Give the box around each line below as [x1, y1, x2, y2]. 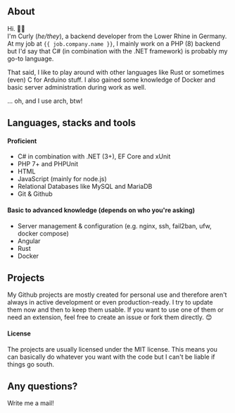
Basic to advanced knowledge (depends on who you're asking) [7, 206, 196, 214]
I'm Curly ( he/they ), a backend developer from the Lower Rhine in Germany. [7, 32, 227, 40]
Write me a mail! [7, 399, 54, 407]
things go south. [7, 359, 55, 369]
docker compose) [17, 229, 69, 238]
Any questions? [7, 381, 78, 393]
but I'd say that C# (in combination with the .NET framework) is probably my [7, 47, 228, 55]
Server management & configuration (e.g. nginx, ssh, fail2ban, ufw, [17, 221, 212, 230]
